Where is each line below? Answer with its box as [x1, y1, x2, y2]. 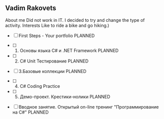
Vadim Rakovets [5, 4, 56, 12]
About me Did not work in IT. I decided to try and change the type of [5, 17, 145, 23]
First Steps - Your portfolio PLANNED [18, 32, 95, 39]
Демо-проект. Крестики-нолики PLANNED [19, 94, 110, 100]
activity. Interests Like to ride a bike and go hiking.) [5, 22, 109, 28]
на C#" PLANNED [12, 109, 49, 115]
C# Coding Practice [19, 83, 61, 89]
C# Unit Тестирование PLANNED [19, 58, 88, 64]
